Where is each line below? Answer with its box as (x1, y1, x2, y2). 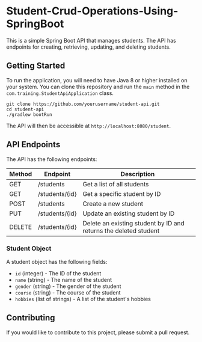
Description (120, 169, 155, 178)
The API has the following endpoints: (6, 155, 97, 163)
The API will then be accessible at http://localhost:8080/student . (6, 122, 171, 129)
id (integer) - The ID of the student (14, 269, 102, 277)
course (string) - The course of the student (14, 289, 121, 296)
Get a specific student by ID (82, 189, 161, 198)
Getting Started (6, 61, 66, 71)
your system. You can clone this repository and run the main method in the (6, 83, 190, 90)
